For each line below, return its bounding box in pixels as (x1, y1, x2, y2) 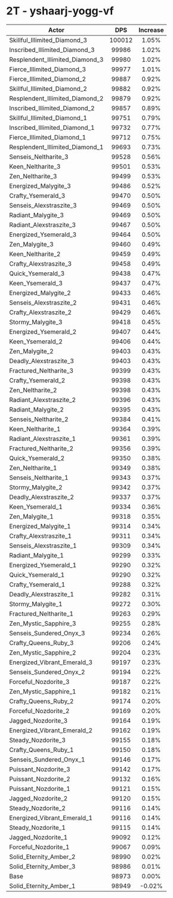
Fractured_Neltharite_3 (9, 366, 73, 375)
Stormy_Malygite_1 (9, 599, 63, 608)
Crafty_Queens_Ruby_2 (9, 697, 74, 705)
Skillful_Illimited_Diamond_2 (9, 84, 88, 93)
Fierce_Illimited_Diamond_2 (9, 75, 86, 83)
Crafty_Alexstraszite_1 (9, 531, 72, 540)
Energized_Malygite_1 (9, 522, 72, 530)
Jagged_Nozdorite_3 (9, 716, 68, 725)
